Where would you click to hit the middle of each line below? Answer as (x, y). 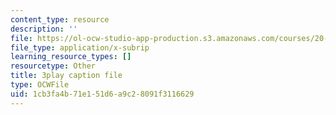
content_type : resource (60, 19)
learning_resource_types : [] (71, 57)
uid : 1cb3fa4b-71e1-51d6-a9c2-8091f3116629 (102, 94)
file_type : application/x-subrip (80, 47)
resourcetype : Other (53, 66)
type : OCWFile (40, 85)
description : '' (44, 29)
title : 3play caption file (66, 76)
